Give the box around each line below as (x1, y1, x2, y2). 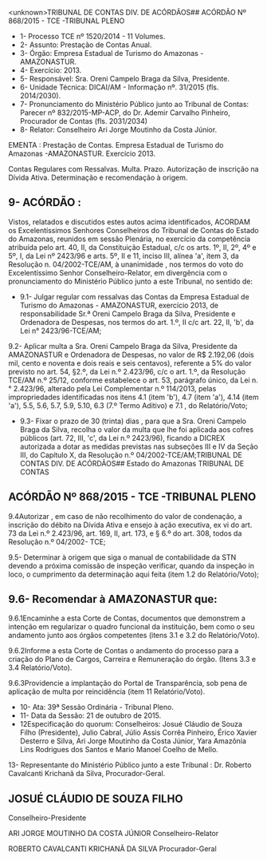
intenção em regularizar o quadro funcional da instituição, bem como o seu (8, 622, 255, 632)
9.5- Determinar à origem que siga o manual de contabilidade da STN (8, 552, 237, 562)
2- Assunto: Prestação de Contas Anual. (19, 40, 152, 50)
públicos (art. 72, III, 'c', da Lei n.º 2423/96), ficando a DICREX (19, 433, 226, 442)
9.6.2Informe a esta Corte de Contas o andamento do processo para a (8, 646, 239, 656)
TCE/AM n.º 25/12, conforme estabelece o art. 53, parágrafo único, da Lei (8, 375, 250, 385)
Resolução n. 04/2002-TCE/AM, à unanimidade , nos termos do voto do (8, 260, 244, 269)
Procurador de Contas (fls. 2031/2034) (19, 117, 148, 125)
